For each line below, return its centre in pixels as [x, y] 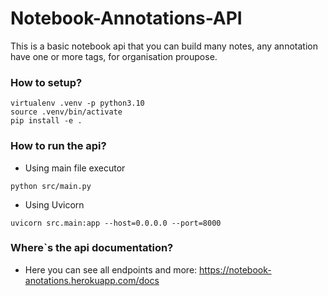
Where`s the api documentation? [92, 248]
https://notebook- [235, 269]
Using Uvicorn [54, 204]
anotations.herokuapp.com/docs [92, 280]
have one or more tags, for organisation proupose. [114, 56]
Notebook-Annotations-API [126, 18]
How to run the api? [58, 146]
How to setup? [46, 82]
